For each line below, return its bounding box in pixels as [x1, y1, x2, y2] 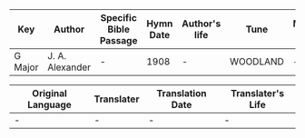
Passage [99, 34, 138, 46]
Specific [100, 12, 138, 24]
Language [26, 99, 73, 111]
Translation [156, 87, 207, 99]
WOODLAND [230, 55, 284, 67]
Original [31, 87, 68, 99]
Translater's [230, 87, 284, 99]
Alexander [46, 61, 92, 74]
